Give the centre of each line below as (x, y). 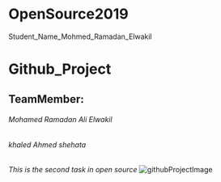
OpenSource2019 (68, 14)
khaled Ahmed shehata (47, 144)
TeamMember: (46, 99)
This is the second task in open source (73, 170)
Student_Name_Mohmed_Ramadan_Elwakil (80, 36)
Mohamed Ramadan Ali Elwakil (60, 120)
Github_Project (60, 69)
